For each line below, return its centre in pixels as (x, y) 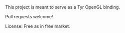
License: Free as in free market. (38, 26)
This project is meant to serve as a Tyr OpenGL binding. (62, 7)
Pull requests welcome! (29, 16)
